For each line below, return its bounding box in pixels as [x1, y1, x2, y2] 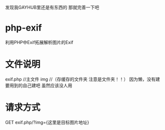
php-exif [5, 22, 42, 33]
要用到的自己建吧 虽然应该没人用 [5, 82, 72, 88]
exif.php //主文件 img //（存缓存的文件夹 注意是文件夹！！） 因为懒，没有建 [5, 76, 160, 82]
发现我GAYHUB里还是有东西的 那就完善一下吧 [5, 4, 99, 10]
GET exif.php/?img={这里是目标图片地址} [5, 119, 89, 125]
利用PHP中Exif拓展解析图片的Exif [5, 39, 73, 45]
